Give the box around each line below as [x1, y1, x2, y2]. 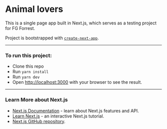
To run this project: [5, 52, 52, 59]
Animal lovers [5, 3, 64, 15]
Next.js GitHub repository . [12, 118, 66, 124]
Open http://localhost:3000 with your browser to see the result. [12, 79, 143, 85]
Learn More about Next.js [5, 96, 68, 103]
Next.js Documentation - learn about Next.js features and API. [12, 108, 139, 114]
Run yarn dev [12, 74, 40, 80]
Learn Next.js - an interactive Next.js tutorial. [12, 113, 104, 119]
